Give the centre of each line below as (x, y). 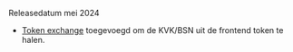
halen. (33, 40)
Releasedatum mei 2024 (54, 13)
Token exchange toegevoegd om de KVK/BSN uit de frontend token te (152, 30)
